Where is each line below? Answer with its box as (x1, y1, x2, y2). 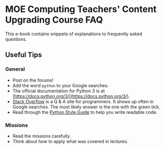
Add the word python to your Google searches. (12, 82, 109, 88)
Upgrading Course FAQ (5, 14, 103, 26)
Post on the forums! (12, 77, 54, 83)
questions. (5, 36, 27, 42)
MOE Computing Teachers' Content (5, 4, 157, 15)
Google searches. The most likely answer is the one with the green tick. (12, 104, 160, 110)
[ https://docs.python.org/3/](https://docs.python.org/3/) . (12, 93, 130, 99)
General (5, 66, 25, 73)
